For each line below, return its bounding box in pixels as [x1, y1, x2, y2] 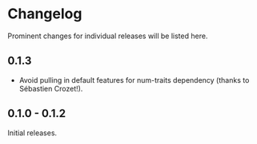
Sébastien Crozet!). [18, 84, 83, 93]
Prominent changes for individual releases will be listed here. [7, 31, 208, 41]
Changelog [7, 5, 82, 23]
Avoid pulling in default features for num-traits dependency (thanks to [18, 75, 250, 84]
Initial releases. [7, 128, 58, 138]
